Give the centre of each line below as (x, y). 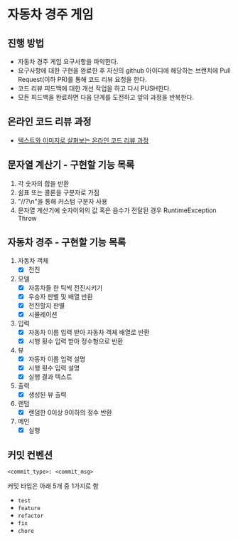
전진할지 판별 (47, 305)
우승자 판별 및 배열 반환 (61, 296)
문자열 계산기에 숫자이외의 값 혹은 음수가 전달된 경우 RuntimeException (117, 210)
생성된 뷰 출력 (47, 395)
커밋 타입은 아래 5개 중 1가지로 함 (53, 486)
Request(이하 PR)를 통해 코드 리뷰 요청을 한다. (82, 79)
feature (29, 509)
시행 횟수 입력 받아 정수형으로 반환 (76, 341)
